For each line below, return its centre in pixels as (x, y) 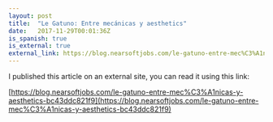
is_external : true (39, 46)
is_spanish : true (38, 38)
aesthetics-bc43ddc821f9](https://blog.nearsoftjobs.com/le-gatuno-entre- (134, 101)
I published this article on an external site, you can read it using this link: (129, 76)
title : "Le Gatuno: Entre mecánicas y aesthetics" (97, 23)
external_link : (34, 53)
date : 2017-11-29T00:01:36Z (60, 31)
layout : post (30, 16)
